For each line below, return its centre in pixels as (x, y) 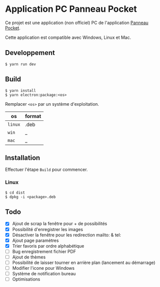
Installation (23, 158)
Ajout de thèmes (29, 257)
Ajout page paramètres (35, 240)
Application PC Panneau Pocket (71, 9)
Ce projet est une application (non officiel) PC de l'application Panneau (77, 23)
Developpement (30, 53)
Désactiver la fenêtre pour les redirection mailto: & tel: (67, 235)
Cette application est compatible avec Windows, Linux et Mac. (68, 37)
